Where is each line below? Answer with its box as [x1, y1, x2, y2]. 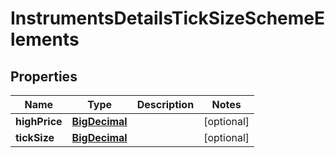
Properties [10, 68, 78, 85]
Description [136, 98, 195, 111]
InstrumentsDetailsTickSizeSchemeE [10, 7, 326, 30]
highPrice [15, 115, 63, 128]
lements [10, 28, 80, 51]
